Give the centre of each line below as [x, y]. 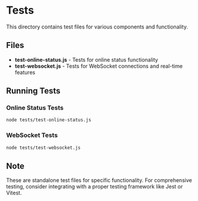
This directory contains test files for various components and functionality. [97, 27]
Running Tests [33, 91]
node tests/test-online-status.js [49, 120]
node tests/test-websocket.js [44, 148]
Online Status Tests [35, 108]
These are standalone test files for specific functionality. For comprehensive [99, 180]
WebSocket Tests [32, 135]
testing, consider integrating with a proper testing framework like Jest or [95, 187]
